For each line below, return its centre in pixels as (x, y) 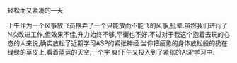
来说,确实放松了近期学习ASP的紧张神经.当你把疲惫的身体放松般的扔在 (127, 43)
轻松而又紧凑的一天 (35, 10)
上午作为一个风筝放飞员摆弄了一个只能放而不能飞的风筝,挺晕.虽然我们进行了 (118, 25)
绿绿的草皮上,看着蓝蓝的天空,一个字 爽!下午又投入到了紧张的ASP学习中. (111, 52)
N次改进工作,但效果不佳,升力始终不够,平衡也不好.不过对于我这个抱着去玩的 (116, 34)
